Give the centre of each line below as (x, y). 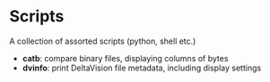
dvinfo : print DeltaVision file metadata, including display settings (142, 68)
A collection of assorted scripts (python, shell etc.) (103, 41)
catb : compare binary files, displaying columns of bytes (125, 58)
